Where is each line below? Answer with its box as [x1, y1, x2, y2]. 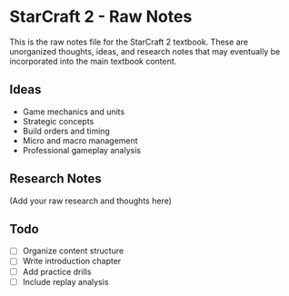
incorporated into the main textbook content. [9, 55, 177, 66]
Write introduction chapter [22, 256, 122, 267]
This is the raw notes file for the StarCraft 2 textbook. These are [9, 36, 248, 47]
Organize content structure [22, 245, 125, 256]
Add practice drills [22, 266, 92, 277]
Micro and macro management [22, 134, 138, 146]
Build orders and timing [22, 125, 111, 136]
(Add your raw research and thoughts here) [9, 195, 173, 206]
